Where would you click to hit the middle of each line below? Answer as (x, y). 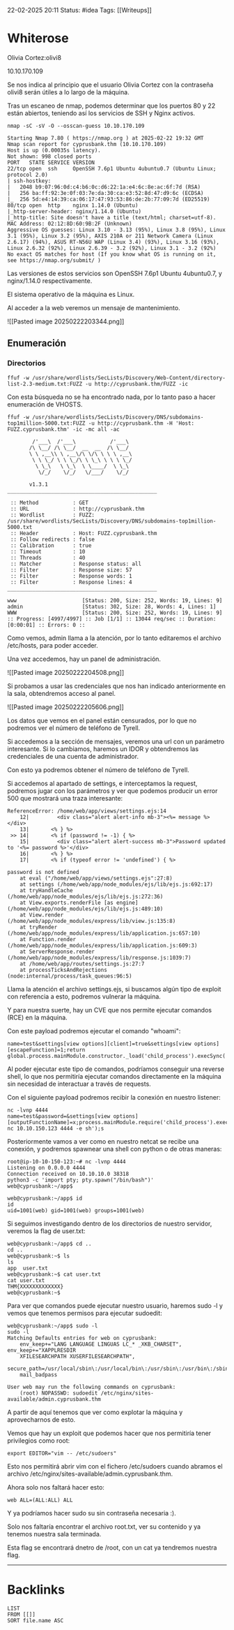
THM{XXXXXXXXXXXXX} (36, 1286)
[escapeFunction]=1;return (46, 1050)
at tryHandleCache (46, 890)
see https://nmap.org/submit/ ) (54, 260)
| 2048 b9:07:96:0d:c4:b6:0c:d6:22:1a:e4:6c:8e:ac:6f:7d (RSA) (104, 187)
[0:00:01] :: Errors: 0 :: (46, 625)
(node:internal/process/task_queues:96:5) (70, 976)
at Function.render (48, 939)
